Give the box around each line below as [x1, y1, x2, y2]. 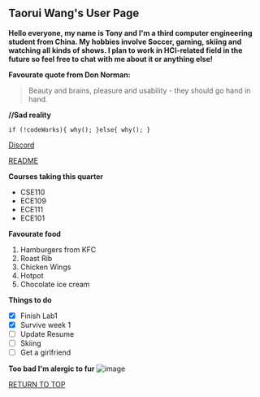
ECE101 [19, 213, 45, 223]
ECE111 [19, 204, 43, 214]
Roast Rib [19, 253, 53, 263]
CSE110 [19, 187, 45, 197]
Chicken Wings [19, 262, 71, 272]
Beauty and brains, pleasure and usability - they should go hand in [28, 85, 251, 95]
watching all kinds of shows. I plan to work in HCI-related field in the [8, 45, 243, 55]
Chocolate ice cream [19, 279, 90, 289]
